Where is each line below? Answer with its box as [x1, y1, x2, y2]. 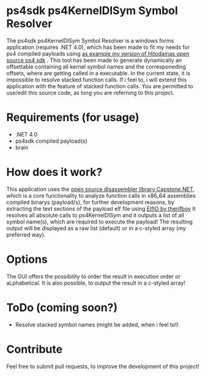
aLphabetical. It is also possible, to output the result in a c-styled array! [6, 279, 185, 287]
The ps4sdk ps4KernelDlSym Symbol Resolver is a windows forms [6, 37, 174, 44]
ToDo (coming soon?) [6, 301, 118, 314]
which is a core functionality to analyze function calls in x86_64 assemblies [6, 192, 196, 199]
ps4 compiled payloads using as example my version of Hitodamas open [6, 50, 190, 57]
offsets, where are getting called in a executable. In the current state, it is [6, 69, 191, 77]
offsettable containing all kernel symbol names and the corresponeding [6, 62, 186, 70]
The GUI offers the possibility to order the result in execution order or [6, 273, 181, 280]
